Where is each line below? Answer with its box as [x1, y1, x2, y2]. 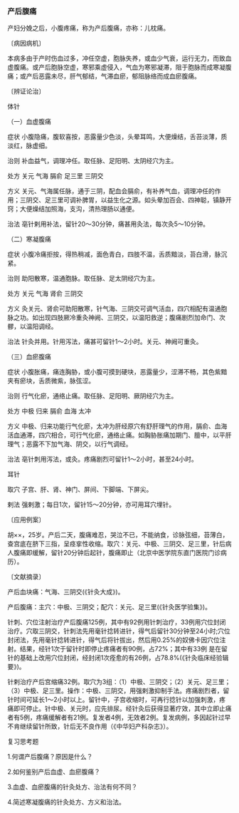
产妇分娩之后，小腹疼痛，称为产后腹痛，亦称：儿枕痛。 [7, 24, 169, 33]
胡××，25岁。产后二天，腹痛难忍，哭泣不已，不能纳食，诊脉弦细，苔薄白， [7, 531, 229, 539]
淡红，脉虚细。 [7, 141, 51, 150]
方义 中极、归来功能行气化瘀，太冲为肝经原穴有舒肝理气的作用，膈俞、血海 [7, 422, 228, 430]
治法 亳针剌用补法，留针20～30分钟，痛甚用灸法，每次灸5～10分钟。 [7, 219, 210, 229]
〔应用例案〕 [7, 515, 45, 524]
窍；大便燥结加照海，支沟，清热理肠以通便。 [7, 204, 139, 213]
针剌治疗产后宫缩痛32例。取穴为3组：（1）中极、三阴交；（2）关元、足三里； [7, 678, 231, 686]
